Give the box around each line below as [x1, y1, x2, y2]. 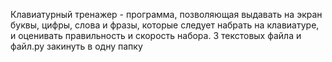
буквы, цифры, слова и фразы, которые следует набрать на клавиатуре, [10, 19, 320, 31]
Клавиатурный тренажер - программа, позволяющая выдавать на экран [10, 9, 323, 20]
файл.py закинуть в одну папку [10, 40, 143, 52]
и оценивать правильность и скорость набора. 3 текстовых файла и [10, 30, 302, 41]
